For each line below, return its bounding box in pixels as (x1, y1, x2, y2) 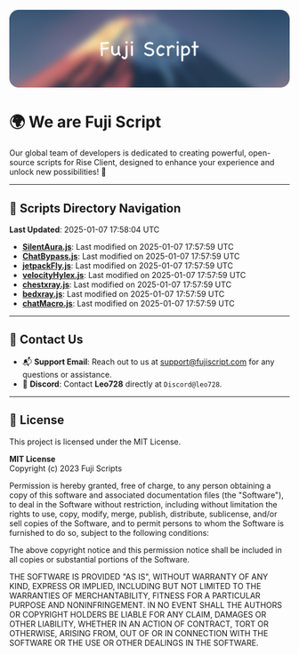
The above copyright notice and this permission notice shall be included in (9, 544, 282, 555)
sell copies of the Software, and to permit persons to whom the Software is (9, 517, 285, 529)
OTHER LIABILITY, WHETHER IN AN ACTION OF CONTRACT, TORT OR (9, 619, 269, 629)
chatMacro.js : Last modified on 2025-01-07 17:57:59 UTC (21, 299, 236, 309)
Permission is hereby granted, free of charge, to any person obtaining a (9, 480, 271, 491)
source (9, 157, 36, 168)
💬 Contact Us (9, 332, 84, 347)
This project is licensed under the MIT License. (9, 436, 182, 447)
